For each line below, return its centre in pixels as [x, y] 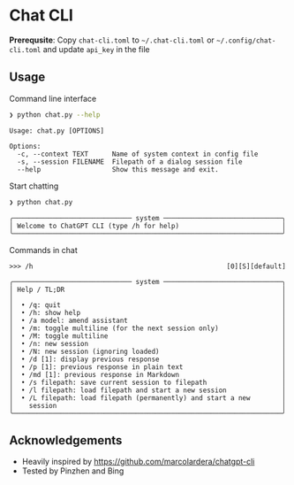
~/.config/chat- [246, 41]
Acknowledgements [66, 440]
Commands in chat [43, 250]
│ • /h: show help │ [148, 312]
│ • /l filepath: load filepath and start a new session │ [148, 390]
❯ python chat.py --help [55, 115]
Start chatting [34, 186]
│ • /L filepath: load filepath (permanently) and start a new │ [148, 398]
